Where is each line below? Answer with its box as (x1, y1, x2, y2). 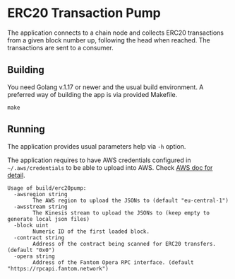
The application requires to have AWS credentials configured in (7, 156, 191, 164)
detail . (7, 171, 26, 179)
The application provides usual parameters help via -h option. (7, 142, 186, 150)
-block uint (13, 222, 49, 229)
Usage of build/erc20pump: (7, 184, 87, 192)
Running (7, 123, 46, 135)
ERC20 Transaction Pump (7, 5, 161, 21)
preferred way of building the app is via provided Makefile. (7, 90, 178, 98)
